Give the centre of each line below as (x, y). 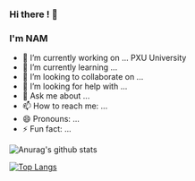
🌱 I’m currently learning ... (70, 67)
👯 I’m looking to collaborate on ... (83, 77)
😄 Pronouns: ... (51, 119)
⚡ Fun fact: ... (47, 129)
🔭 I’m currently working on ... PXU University (104, 58)
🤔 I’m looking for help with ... (75, 86)
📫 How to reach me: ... (65, 106)
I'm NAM (29, 38)
